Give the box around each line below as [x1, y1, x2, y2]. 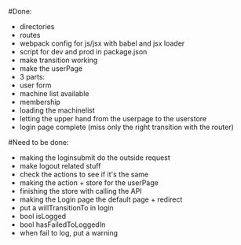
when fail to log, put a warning [19, 228, 119, 237]
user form [19, 80, 52, 90]
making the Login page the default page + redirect [19, 195, 183, 204]
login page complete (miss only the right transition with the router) [19, 122, 234, 132]
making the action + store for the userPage [19, 178, 159, 187]
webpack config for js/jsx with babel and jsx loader [19, 39, 185, 48]
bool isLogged [19, 212, 67, 221]
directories [19, 22, 55, 31]
